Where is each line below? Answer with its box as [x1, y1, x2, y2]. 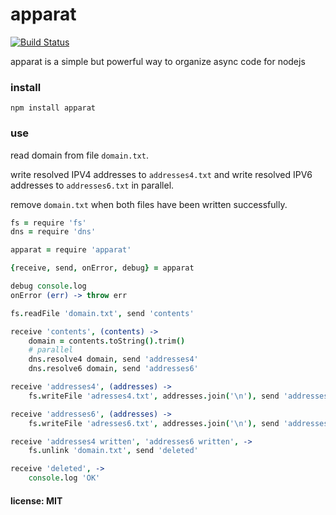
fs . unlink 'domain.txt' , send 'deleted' [28, 446, 199, 456]
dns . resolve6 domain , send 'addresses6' [28, 364, 199, 374]
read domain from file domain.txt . [10, 149, 149, 161]
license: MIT [10, 494, 63, 507]
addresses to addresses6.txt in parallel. [10, 179, 175, 191]
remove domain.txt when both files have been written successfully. [10, 198, 288, 210]
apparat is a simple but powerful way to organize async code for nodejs [10, 55, 306, 67]
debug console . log [10, 281, 87, 292]
